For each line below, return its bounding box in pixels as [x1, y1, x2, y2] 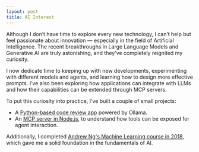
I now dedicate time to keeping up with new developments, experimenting [6, 67, 187, 74]
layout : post [6, 8, 39, 15]
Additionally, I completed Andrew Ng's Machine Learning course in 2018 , [6, 132, 184, 140]
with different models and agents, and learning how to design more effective [6, 73, 193, 80]
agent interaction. [14, 121, 58, 128]
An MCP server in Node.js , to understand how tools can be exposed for [14, 115, 190, 122]
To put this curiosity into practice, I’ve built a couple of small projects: [6, 97, 176, 104]
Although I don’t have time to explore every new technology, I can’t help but [6, 30, 191, 37]
